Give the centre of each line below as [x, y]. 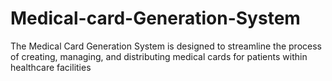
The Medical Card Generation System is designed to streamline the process [166, 46]
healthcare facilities [51, 67]
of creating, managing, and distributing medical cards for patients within [159, 56]
